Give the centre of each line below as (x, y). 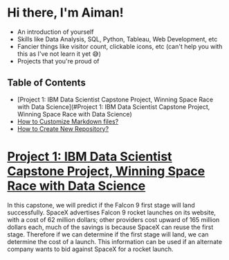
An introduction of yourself (55, 32)
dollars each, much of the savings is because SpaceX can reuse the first (110, 227)
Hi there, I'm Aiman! (65, 13)
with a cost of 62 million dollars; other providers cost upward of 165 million (113, 219)
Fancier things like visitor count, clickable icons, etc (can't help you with (120, 46)
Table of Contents (47, 83)
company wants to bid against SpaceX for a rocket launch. (91, 249)
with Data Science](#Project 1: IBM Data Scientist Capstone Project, (113, 107)
